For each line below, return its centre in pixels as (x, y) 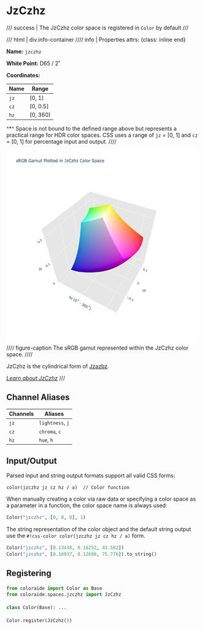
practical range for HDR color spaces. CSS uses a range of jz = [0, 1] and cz (102, 135)
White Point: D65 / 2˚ (33, 63)
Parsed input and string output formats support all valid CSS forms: (91, 475)
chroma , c (50, 431)
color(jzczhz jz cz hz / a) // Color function (68, 488)
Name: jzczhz (24, 51)
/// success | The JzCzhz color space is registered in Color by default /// (97, 28)
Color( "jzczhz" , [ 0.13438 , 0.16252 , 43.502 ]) (65, 547)
